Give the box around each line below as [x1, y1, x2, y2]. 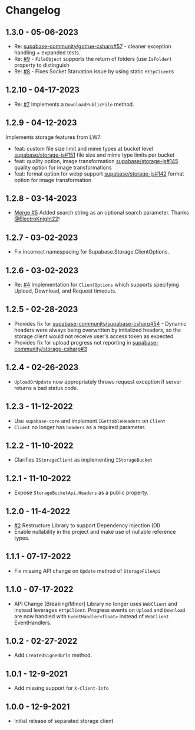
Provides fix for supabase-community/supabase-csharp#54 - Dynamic [14, 320, 187, 327]
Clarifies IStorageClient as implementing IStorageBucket [14, 456, 153, 463]
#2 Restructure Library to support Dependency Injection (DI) [14, 521, 160, 529]
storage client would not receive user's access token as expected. [14, 332, 175, 340]
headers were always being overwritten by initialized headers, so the [14, 326, 181, 333]
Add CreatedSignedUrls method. [14, 651, 92, 659]
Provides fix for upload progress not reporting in [14, 339, 131, 346]
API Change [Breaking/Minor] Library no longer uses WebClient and [14, 600, 178, 607]
